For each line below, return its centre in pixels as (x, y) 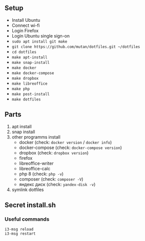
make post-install (31, 94)
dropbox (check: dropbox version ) (54, 152)
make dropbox (25, 78)
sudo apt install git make (39, 42)
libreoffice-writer (36, 163)
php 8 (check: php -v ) (41, 174)
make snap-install (31, 62)
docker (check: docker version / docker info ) (65, 142)
